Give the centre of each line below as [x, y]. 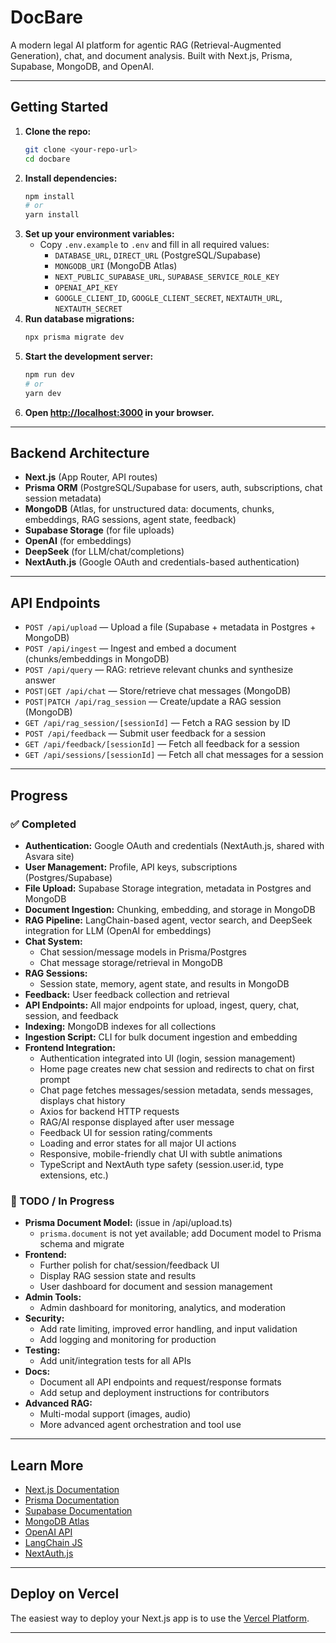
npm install [49, 196]
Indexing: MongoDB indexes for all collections [120, 1026]
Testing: [42, 1350]
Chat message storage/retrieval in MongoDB [131, 962]
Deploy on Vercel [65, 1594]
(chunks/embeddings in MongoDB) [97, 659]
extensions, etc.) [74, 1175]
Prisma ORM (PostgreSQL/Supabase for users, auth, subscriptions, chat [173, 488]
